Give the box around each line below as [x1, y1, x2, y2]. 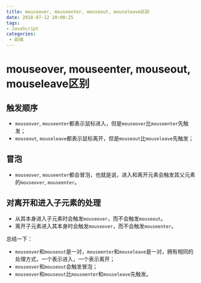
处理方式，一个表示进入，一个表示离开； [14, 255, 115, 263]
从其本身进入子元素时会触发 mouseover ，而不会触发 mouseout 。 [14, 215, 166, 222]
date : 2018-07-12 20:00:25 [6, 14, 74, 20]
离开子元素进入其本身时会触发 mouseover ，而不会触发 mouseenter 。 [14, 222, 177, 230]
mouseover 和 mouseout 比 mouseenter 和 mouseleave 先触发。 [14, 270, 152, 278]
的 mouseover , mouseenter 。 [14, 178, 80, 186]
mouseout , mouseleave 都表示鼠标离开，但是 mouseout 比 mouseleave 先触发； [14, 135, 194, 141]
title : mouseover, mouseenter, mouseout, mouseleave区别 [6, 8, 150, 15]
